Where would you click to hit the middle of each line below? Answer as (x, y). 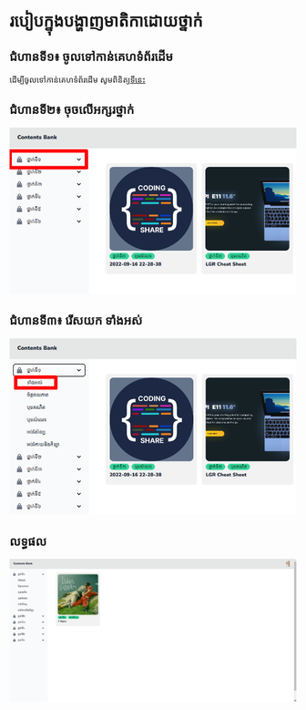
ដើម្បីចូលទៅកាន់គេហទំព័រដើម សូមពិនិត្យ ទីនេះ (77, 79)
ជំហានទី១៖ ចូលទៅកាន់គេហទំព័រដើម (92, 56)
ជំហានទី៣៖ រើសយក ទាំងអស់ (76, 320)
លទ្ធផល (28, 541)
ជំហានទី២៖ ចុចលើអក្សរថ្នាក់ (72, 110)
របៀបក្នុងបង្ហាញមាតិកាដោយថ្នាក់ (106, 21)
